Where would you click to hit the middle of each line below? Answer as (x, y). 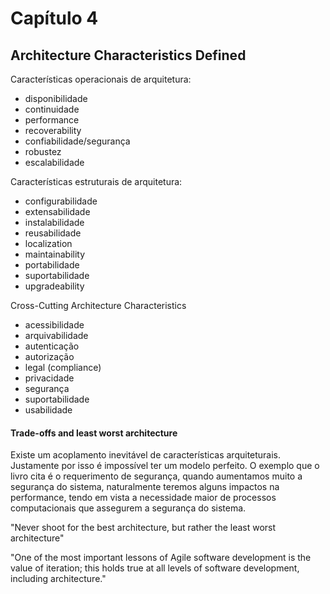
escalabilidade (54, 162)
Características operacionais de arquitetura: (101, 79)
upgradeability (54, 286)
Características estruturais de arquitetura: (96, 181)
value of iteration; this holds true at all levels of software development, (155, 568)
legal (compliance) (63, 367)
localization (48, 243)
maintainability (55, 254)
